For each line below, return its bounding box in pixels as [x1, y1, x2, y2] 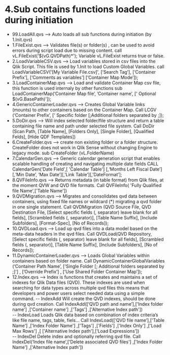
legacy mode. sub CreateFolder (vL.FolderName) [12, 150, 115, 156]
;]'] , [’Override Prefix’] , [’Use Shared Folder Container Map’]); [12, 268, 143, 275]
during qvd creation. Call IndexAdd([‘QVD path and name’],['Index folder [12, 301, 163, 307]
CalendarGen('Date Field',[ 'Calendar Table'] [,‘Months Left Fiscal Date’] [12, 166, 162, 172]
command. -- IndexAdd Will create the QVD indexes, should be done [12, 296, 156, 302]
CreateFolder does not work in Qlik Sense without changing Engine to [12, 144, 158, 150]
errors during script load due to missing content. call [12, 47, 122, 53]
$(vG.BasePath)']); [12, 95, 52, 102]
